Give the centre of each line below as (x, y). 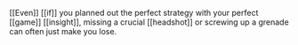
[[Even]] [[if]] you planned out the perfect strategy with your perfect (134, 13)
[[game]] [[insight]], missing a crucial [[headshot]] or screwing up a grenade (149, 22)
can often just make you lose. (63, 31)
